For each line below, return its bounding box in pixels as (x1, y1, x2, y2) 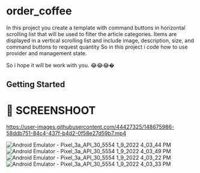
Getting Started (6, 79, 65, 90)
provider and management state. (6, 49, 87, 56)
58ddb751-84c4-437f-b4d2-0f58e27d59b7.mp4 (6, 130, 127, 137)
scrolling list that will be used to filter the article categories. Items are (6, 30, 177, 37)
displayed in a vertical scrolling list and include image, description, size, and (6, 37, 194, 44)
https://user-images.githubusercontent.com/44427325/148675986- (6, 123, 175, 130)
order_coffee (6, 4, 72, 18)
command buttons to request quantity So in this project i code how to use (6, 43, 188, 50)
